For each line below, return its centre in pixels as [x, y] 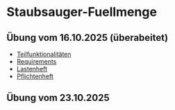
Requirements [36, 62]
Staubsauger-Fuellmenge [82, 12]
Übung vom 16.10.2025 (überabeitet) [87, 38]
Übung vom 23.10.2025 [58, 98]
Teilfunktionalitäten [44, 54]
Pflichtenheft [35, 76]
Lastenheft [32, 69]
